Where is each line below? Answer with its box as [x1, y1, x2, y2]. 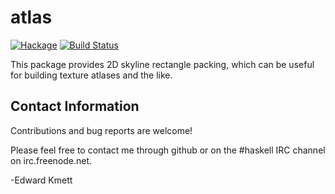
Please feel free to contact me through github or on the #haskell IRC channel [10, 144, 326, 156]
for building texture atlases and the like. [10, 69, 173, 81]
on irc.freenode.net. [10, 154, 93, 166]
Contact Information [10, 98, 140, 115]
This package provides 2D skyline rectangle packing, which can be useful [10, 58, 315, 70]
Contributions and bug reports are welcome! [10, 124, 193, 136]
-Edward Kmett [10, 174, 73, 186]
